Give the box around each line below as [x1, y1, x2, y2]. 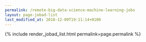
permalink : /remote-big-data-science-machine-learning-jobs [5, 7, 136, 13]
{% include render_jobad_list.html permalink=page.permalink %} [5, 31, 141, 37]
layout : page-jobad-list [5, 12, 58, 17]
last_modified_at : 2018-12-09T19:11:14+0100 [5, 17, 101, 22]
